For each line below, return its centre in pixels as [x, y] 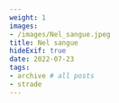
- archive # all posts [52, 76]
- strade [26, 84]
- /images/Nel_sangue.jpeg [60, 34]
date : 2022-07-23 [42, 59]
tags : [19, 68]
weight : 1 [28, 17]
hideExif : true [38, 51]
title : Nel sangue [44, 43]
